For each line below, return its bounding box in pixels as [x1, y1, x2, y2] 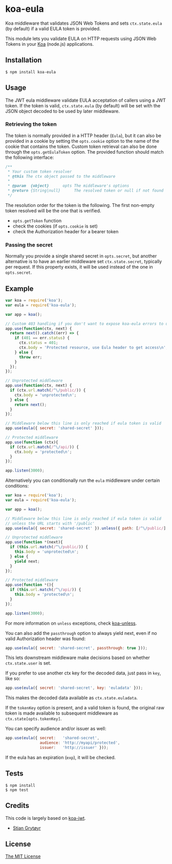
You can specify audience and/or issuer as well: [5, 725, 106, 732]
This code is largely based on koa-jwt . [5, 815, 86, 821]
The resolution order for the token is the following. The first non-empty [5, 202, 155, 208]
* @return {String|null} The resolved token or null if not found [7, 188, 164, 193]
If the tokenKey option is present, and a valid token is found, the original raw [5, 705, 165, 711]
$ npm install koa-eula [5, 69, 56, 74]
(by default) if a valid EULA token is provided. [5, 25, 101, 31]
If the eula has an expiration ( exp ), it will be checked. [5, 754, 116, 760]
